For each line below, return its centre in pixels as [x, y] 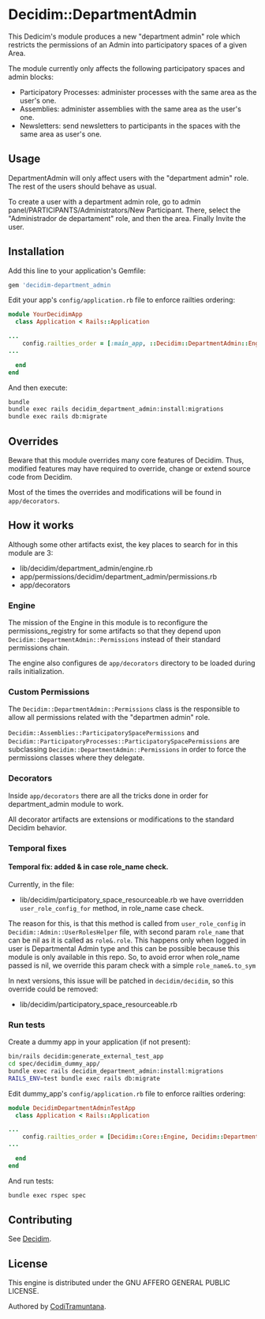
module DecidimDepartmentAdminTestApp [72, 1108]
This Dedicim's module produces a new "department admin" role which [124, 36]
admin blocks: [31, 77]
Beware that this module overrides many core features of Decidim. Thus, [126, 460]
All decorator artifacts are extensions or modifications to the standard [121, 819]
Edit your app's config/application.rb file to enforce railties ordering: [121, 300]
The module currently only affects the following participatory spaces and [127, 68]
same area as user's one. [61, 134]
